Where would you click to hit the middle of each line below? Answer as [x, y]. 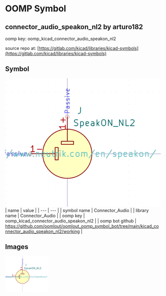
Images [17, 247]
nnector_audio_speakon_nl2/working [42, 231]
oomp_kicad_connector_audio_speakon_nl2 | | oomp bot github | [71, 221]
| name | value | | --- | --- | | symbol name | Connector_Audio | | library [77, 210]
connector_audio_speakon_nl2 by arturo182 [74, 27]
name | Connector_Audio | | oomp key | [45, 215]
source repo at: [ [22, 48]
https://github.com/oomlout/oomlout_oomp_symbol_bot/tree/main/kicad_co [82, 226]
